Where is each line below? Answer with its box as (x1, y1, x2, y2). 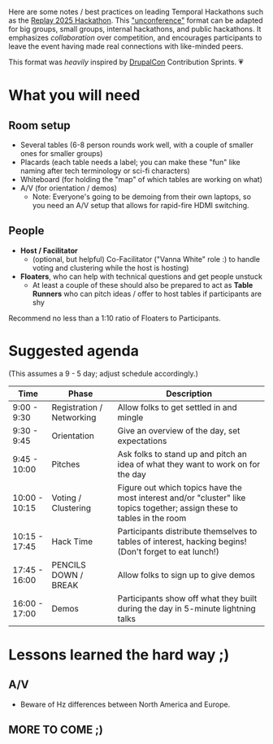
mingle (117, 411, 144, 423)
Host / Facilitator (19, 246, 79, 255)
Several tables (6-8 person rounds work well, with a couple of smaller (19, 140, 253, 150)
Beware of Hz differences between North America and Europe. (19, 699, 231, 709)
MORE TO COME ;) (8, 723, 103, 737)
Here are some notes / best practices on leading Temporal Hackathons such (8, 7, 264, 16)
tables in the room (117, 512, 187, 524)
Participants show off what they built (117, 593, 258, 604)
